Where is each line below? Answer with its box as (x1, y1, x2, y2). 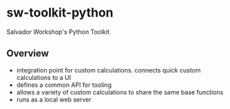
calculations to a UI (16, 73, 72, 81)
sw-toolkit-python (6, 5, 114, 21)
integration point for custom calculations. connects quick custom (16, 66, 201, 74)
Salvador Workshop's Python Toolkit (6, 28, 109, 36)
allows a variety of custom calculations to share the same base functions (16, 88, 224, 96)
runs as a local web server (16, 95, 92, 103)
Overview (6, 48, 50, 59)
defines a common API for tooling (16, 81, 112, 89)
